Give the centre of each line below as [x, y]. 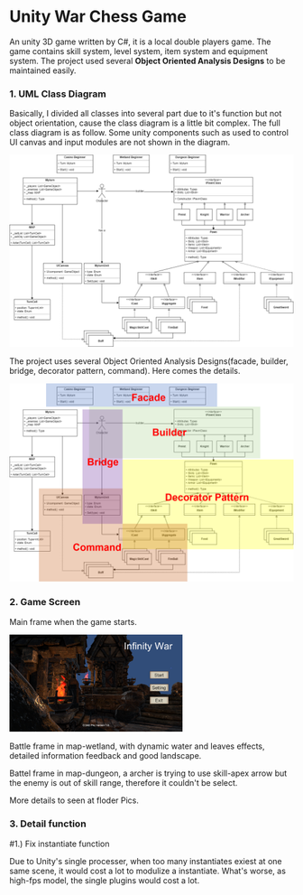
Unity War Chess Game [98, 17]
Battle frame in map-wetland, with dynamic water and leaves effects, [137, 746]
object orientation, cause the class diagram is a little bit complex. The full [145, 123]
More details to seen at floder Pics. [74, 800]
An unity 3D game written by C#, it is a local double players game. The [140, 42]
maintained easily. [43, 70]
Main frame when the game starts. [73, 621]
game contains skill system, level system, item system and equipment [139, 51]
